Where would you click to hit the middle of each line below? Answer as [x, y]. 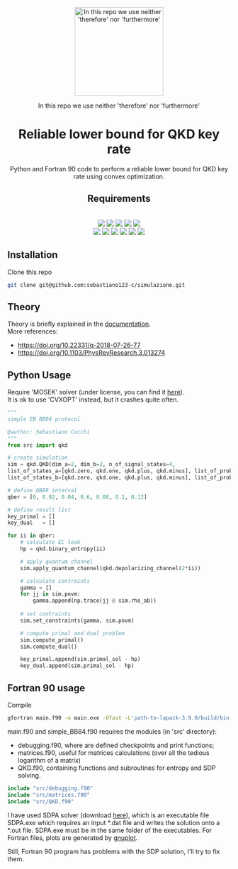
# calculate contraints [55, 581]
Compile [19, 705]
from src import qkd [38, 445]
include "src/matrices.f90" [49, 795]
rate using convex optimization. [119, 176]
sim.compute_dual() [49, 647]
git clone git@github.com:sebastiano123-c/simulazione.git [96, 285]
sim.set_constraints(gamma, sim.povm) [77, 620]
